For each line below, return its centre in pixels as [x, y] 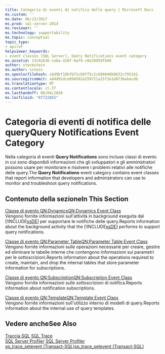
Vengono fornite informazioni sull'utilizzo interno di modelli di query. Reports [82, 303]
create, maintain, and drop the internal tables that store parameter [72, 263]
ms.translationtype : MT [30, 83]
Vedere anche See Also [41, 324]
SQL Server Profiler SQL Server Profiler [45, 341]
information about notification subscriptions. [50, 288]
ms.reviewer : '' [22, 28]
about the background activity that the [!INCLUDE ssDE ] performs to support [82, 227]
